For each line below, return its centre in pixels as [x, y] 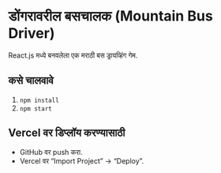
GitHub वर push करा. [51, 152]
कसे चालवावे [31, 81]
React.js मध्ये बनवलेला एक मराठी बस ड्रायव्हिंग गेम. [73, 55]
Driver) [32, 34]
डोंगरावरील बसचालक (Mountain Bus [110, 16]
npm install [39, 100]
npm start [36, 109]
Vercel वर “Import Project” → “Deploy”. [82, 160]
